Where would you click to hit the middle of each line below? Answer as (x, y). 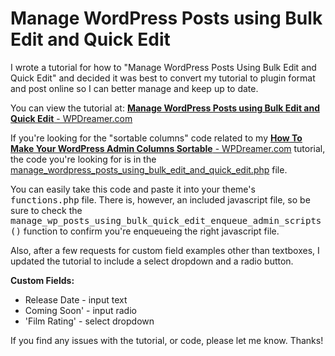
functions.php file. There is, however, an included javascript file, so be (160, 199)
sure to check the (46, 210)
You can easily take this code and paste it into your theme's (133, 189)
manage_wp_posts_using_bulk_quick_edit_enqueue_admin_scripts (166, 220)
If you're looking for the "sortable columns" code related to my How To (156, 138)
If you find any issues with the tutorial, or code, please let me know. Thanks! (167, 340)
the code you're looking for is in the (83, 159)
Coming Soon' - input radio (80, 310)
